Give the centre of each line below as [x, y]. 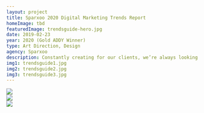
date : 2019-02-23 [28, 35]
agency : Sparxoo [27, 52]
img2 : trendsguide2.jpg [37, 69]
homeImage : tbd [26, 23]
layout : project [27, 12]
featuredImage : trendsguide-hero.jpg [54, 29]
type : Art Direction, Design [43, 46]
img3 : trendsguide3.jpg [37, 75]
